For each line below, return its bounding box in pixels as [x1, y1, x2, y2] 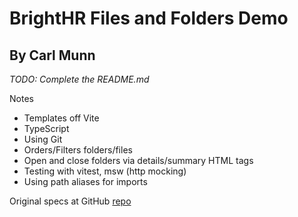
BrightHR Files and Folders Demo [9, 7, 289, 30]
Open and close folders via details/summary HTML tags [23, 155, 254, 166]
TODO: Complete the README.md [9, 73, 150, 85]
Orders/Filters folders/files [23, 144, 133, 156]
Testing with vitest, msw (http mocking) [23, 165, 187, 177]
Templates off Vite [23, 112, 100, 124]
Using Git [23, 133, 63, 145]
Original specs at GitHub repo [9, 195, 132, 207]
